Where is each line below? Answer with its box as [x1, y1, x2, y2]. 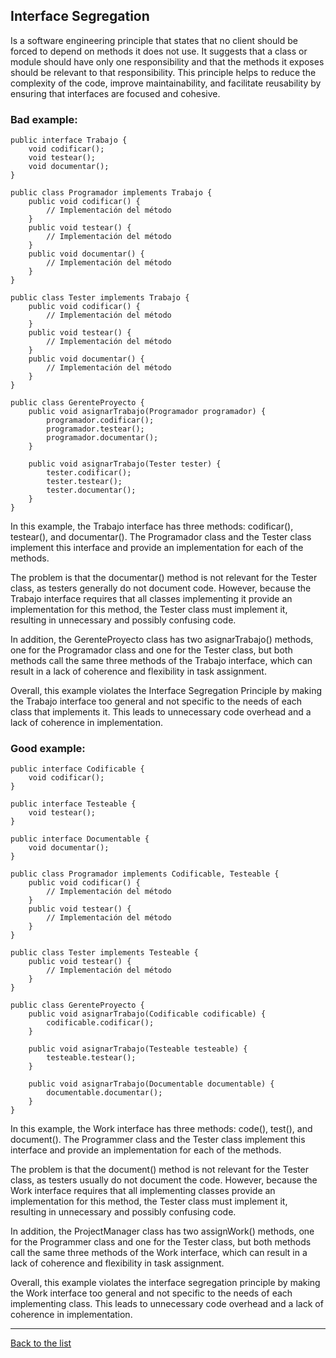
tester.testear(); [46, 477, 123, 487]
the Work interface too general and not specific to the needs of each [10, 1287, 293, 1299]
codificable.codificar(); [46, 1018, 155, 1028]
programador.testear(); [46, 424, 145, 434]
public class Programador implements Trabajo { [10, 188, 213, 198]
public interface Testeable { [10, 799, 137, 809]
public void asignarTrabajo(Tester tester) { [28, 459, 222, 469]
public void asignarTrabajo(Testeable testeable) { [28, 1044, 248, 1054]
